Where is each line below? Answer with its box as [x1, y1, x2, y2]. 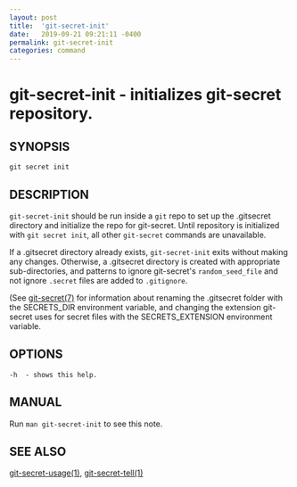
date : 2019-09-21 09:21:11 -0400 [9, 29, 142, 38]
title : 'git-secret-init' [9, 21, 110, 30]
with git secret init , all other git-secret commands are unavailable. [9, 229, 267, 240]
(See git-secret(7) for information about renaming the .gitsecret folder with [9, 292, 284, 303]
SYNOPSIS [9, 139, 70, 154]
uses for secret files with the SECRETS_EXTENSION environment [34, 311, 273, 322]
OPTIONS [9, 347, 63, 362]
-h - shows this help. [9, 370, 98, 379]
